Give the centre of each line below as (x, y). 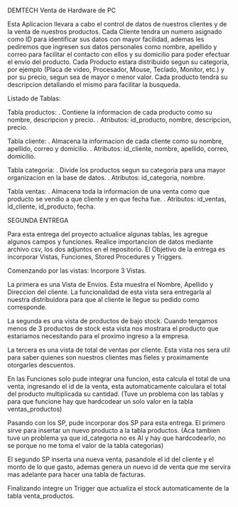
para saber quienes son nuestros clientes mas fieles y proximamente (108, 357)
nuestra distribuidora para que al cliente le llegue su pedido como (103, 299)
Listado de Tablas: (34, 98)
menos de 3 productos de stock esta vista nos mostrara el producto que (113, 328)
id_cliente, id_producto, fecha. (52, 207)
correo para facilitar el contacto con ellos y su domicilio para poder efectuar (119, 54)
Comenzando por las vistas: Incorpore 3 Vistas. (77, 271)
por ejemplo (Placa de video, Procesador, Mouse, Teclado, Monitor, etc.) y (116, 69)
